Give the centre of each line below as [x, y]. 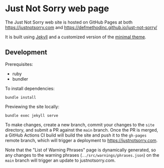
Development [26, 52]
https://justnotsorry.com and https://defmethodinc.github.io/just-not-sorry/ [81, 27]
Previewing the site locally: [32, 107]
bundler [20, 79]
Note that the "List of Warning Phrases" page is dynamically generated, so [81, 150]
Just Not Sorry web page [57, 9]
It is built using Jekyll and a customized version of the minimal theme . [76, 37]
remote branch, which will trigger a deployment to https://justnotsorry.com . [81, 140]
